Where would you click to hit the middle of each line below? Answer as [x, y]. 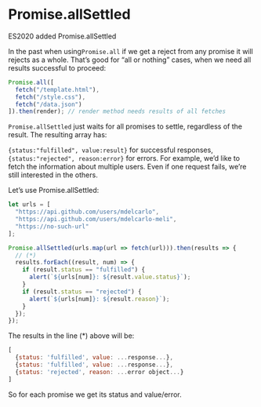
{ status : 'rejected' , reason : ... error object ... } [100, 372]
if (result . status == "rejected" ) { [82, 292]
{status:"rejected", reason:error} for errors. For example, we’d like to [124, 158]
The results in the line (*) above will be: [71, 336]
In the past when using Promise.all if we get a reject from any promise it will [130, 51]
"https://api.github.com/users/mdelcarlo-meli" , [96, 220]
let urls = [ [29, 205]
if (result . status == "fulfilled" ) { [84, 270]
